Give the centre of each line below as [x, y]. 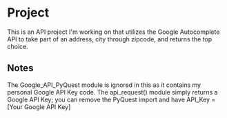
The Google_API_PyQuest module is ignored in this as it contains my [104, 85]
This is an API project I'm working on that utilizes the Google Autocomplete [113, 32]
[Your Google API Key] [39, 107]
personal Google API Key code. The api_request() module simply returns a [112, 92]
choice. [18, 46]
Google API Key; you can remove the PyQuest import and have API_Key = [111, 99]
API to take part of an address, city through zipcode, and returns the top [110, 39]
